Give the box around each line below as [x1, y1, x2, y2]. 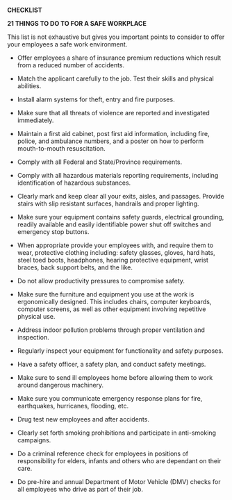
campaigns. [17, 436, 51, 444]
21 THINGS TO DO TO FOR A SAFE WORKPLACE [7, 19, 147, 27]
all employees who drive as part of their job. [17, 485, 144, 493]
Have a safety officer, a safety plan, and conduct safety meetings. [17, 360, 206, 368]
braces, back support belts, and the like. [17, 263, 133, 272]
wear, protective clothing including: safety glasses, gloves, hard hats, [17, 249, 215, 256]
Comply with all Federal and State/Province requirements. [17, 158, 183, 166]
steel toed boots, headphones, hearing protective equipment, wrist [17, 256, 208, 264]
